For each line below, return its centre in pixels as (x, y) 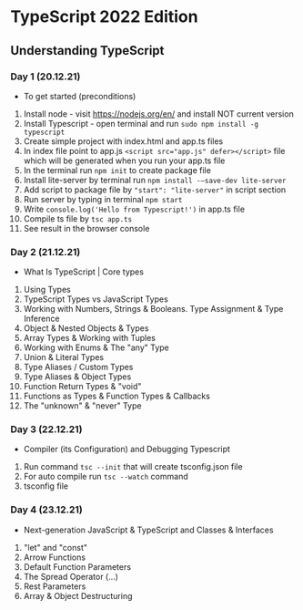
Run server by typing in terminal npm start (103, 199)
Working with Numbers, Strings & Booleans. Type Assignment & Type (153, 309)
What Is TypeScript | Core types (84, 272)
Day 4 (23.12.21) (46, 510)
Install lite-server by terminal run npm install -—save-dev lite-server (155, 180)
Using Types (47, 290)
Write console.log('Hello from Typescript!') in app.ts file (134, 209)
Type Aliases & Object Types (77, 377)
